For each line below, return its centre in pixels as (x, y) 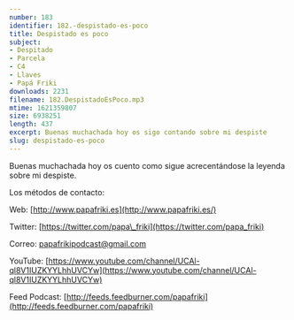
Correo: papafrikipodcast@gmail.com (78, 243)
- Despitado (31, 50)
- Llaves (25, 75)
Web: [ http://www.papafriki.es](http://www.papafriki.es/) (113, 210)
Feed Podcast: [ (38, 296)
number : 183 (31, 17)
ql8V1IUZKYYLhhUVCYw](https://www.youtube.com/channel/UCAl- (133, 270)
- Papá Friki (33, 83)
